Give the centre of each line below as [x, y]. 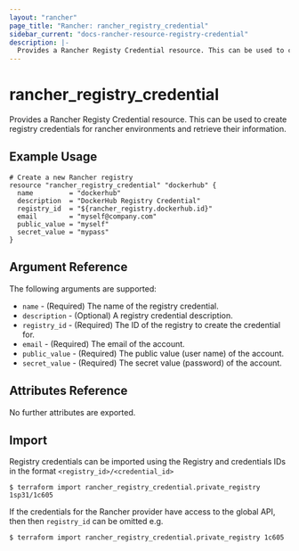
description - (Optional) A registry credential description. [127, 315]
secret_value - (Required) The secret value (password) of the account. [152, 363]
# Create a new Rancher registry [71, 177]
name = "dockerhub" [69, 193]
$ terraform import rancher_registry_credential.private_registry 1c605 [147, 538]
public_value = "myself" [63, 224]
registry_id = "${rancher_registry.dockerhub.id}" [115, 209]
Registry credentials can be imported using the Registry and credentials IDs [148, 462]
